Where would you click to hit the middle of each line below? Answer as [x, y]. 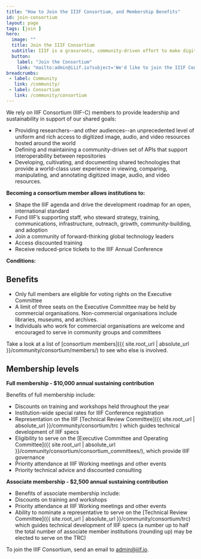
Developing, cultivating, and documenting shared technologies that [98, 162]
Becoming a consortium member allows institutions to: [76, 193]
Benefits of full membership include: [51, 395]
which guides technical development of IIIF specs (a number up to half [102, 525]
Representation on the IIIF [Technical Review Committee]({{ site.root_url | [105, 419]
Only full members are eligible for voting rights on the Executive [93, 294]
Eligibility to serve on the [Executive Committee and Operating [92, 439]
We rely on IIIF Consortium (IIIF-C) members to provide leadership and [93, 112]
